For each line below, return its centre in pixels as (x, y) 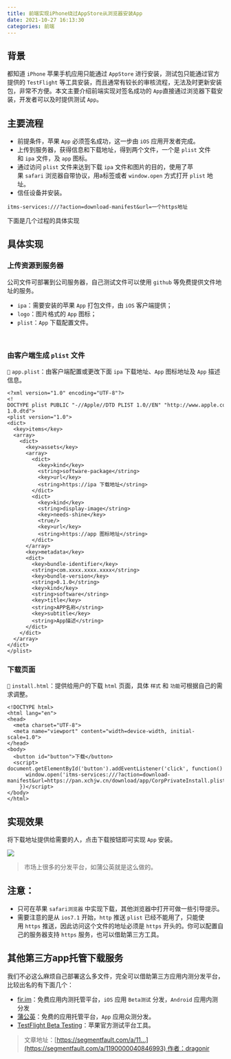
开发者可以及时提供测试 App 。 (61, 100)
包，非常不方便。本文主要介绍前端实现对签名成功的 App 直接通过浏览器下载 (112, 91)
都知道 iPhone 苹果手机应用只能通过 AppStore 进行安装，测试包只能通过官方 (113, 74)
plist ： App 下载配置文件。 (55, 322)
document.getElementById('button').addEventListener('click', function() (115, 769)
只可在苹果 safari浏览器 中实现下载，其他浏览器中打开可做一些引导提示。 (120, 908)
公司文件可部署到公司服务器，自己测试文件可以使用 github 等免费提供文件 (111, 282)
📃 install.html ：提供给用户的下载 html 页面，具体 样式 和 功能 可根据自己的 (112, 686)
